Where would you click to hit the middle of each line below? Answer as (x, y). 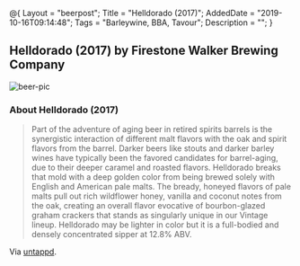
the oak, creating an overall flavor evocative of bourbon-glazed (148, 206)
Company (37, 65)
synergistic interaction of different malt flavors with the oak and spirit (159, 139)
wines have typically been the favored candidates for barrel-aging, (154, 158)
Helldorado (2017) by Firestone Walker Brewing (144, 51)
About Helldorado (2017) (64, 110)
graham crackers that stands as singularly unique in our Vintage (150, 216)
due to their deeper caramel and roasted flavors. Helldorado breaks (156, 168)
